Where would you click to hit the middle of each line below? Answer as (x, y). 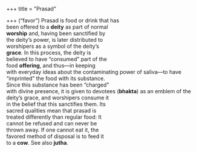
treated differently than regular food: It (54, 117)
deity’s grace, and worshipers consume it (58, 97)
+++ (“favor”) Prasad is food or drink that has (63, 20)
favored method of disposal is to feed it (55, 136)
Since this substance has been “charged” (58, 85)
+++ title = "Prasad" (31, 9)
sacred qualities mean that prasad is (51, 111)
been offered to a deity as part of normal (57, 27)
